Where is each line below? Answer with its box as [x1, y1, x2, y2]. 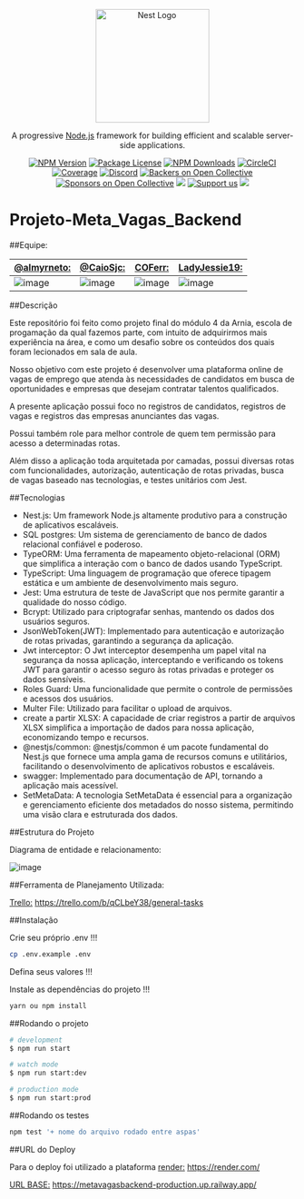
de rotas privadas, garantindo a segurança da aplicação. [22, 635, 234, 646]
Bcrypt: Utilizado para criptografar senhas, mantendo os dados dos [22, 606, 275, 617]
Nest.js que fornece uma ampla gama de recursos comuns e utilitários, [22, 750, 288, 762]
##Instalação [9, 914, 59, 926]
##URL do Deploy [9, 1144, 76, 1154]
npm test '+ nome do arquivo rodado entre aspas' [9, 1127, 201, 1136]
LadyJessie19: [178, 261, 243, 273]
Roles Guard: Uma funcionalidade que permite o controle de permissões [22, 683, 293, 694]
